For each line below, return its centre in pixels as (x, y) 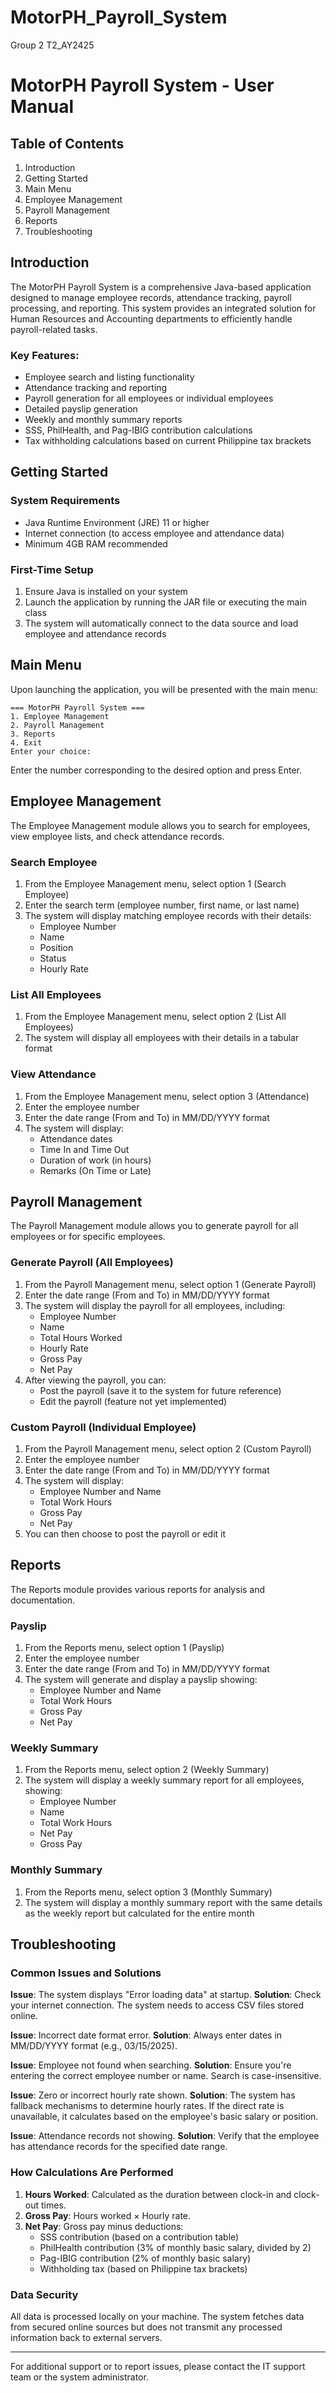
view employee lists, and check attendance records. (117, 836)
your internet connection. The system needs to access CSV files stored (157, 2005)
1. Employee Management (60, 716)
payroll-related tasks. (54, 329)
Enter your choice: (51, 751)
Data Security (44, 2294)
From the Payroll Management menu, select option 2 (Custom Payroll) (168, 1448)
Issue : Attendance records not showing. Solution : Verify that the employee (165, 2136)
